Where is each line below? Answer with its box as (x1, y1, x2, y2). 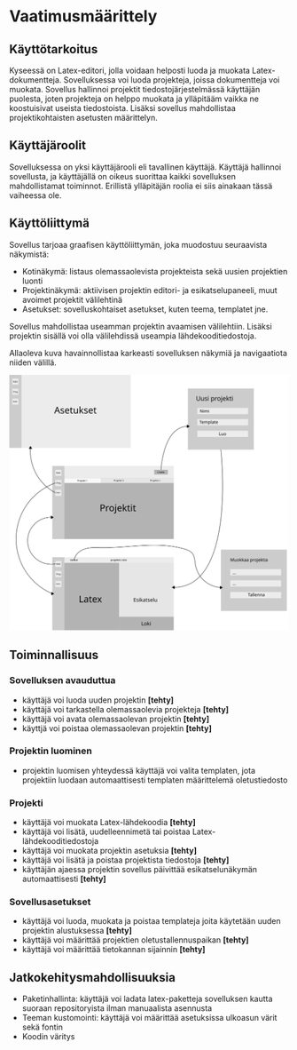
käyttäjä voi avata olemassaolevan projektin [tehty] (21, 713, 210, 724)
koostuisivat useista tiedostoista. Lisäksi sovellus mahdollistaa (9, 103, 237, 113)
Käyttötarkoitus (9, 42, 98, 57)
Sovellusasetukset (9, 895, 91, 908)
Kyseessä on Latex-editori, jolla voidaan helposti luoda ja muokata (9, 65, 251, 76)
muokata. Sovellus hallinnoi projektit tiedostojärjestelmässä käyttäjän (9, 84, 261, 94)
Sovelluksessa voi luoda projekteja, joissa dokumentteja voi (63, 75, 280, 85)
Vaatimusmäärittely (9, 6, 158, 27)
